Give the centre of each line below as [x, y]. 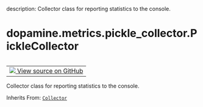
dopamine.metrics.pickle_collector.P [102, 33]
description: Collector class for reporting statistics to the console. [88, 9]
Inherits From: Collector [37, 97]
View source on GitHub [50, 71]
